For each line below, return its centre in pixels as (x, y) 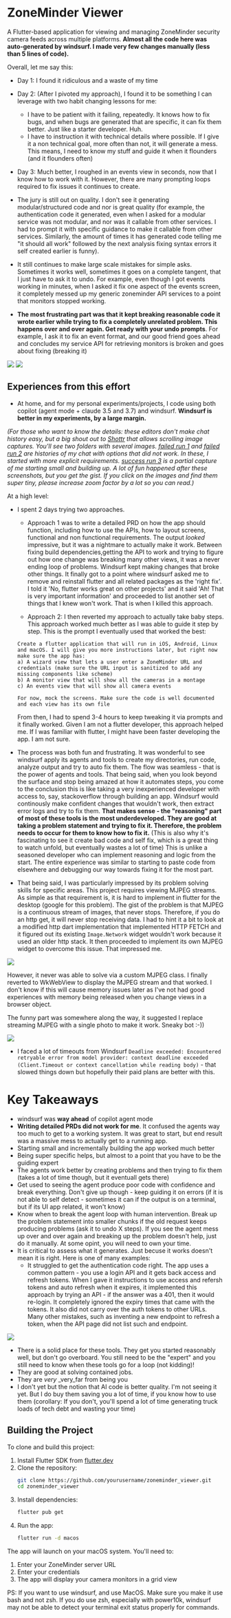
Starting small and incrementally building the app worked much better (116, 1148)
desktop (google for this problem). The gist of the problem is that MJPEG (120, 905)
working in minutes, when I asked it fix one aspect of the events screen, (119, 286)
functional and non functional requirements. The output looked (116, 537)
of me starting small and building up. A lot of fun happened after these (107, 468)
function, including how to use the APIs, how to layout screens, (117, 530)
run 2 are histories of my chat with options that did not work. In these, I (108, 453)
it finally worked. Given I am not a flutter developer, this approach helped (120, 724)
